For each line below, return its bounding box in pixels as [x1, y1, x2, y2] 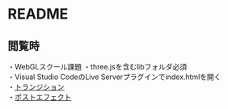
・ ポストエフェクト [7, 92, 72, 102]
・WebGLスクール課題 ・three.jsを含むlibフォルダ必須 [7, 62, 188, 71]
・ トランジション [7, 82, 65, 91]
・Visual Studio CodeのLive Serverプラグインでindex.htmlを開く [7, 72, 222, 82]
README [7, 5, 69, 23]
